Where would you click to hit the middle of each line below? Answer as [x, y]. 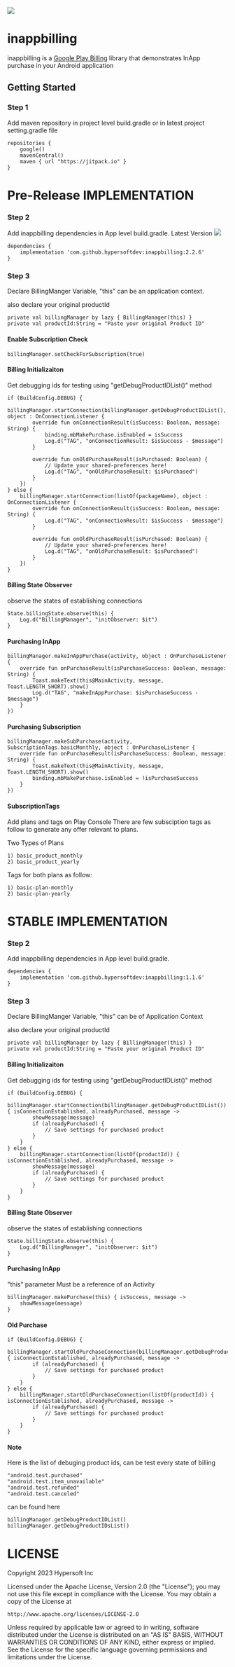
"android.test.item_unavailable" [56, 1482]
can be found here [34, 1507]
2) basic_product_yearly [43, 862]
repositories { [29, 143]
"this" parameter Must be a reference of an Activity [81, 1284]
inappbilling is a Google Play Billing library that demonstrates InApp [104, 58]
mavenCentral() [42, 155]
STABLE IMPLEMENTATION [87, 921]
